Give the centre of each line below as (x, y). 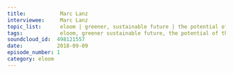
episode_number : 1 (34, 53)
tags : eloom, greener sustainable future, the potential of (113, 33)
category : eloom (31, 59)
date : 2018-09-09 (48, 46)
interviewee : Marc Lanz (48, 20)
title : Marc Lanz (48, 14)
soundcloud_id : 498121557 (46, 40)
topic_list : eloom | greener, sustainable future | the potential (113, 26)
